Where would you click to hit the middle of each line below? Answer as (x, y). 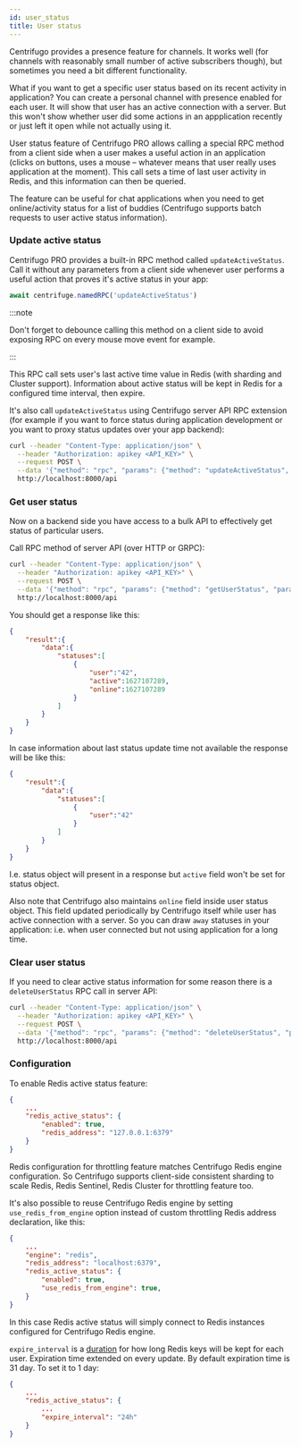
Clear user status (48, 962)
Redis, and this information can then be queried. (98, 181)
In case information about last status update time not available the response (149, 749)
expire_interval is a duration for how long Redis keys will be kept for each (146, 1349)
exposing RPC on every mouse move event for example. (112, 339)
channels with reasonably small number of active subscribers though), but (146, 61)
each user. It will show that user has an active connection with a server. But (148, 106)
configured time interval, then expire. (77, 393)
